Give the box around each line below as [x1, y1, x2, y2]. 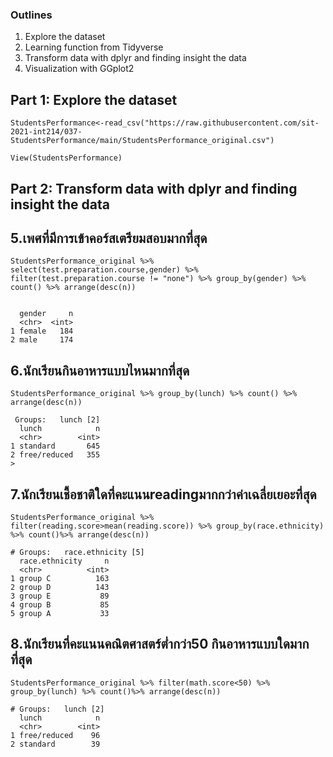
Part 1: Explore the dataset [10, 91, 178, 108]
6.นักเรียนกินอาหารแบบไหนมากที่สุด [10, 362, 190, 379]
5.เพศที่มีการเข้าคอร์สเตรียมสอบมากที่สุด [10, 229, 208, 247]
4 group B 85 [10, 599, 110, 610]
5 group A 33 [10, 608, 110, 618]
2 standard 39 [10, 739, 101, 749]
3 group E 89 [10, 591, 110, 601]
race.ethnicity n [19, 556, 110, 566]
